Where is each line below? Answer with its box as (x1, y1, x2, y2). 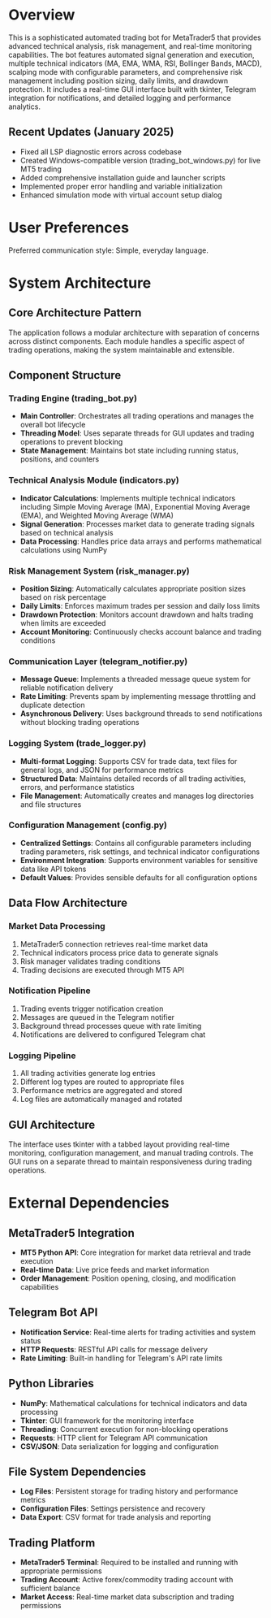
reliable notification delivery (19, 683, 114, 692)
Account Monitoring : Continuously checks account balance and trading (19, 627, 262, 636)
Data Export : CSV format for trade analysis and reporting (19, 1512, 212, 1522)
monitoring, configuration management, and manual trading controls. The (8, 1147, 254, 1157)
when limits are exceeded (19, 618, 106, 627)
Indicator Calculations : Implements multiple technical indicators (19, 493, 236, 503)
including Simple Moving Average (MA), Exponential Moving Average (19, 501, 251, 511)
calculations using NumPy (19, 544, 108, 554)
